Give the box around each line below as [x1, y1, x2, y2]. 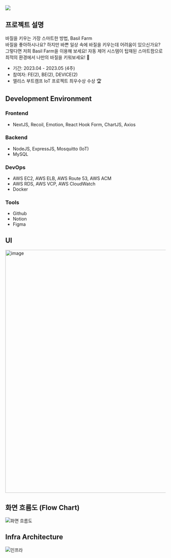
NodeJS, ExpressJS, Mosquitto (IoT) [12, 145, 89, 152]
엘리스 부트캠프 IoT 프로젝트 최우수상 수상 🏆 [12, 77, 102, 84]
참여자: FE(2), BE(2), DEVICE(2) [12, 71, 78, 77]
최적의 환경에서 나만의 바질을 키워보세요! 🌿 [5, 54, 90, 60]
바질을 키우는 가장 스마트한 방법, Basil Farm [5, 35, 93, 41]
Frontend [5, 110, 28, 117]
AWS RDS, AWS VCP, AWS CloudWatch [12, 181, 96, 187]
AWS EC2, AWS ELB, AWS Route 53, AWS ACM [12, 175, 112, 181]
